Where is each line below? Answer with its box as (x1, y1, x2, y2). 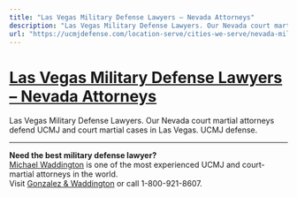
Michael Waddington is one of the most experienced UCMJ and (9, 160, 240, 170)
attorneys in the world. (35, 169, 118, 179)
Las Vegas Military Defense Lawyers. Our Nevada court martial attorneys (9, 116, 275, 126)
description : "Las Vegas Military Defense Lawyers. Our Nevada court (9, 21, 271, 30)
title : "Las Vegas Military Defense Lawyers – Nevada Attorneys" (9, 12, 255, 22)
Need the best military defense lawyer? (9, 150, 157, 161)
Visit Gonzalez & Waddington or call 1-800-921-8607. (9, 178, 203, 189)
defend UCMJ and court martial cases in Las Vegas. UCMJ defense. (9, 125, 258, 135)
